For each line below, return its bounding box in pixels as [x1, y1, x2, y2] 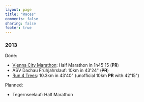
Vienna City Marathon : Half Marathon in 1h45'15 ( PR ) [12, 62, 119, 68]
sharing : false [5, 21, 36, 26]
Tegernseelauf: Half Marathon [12, 92, 73, 98]
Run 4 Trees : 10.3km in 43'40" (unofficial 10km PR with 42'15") [12, 73, 140, 78]
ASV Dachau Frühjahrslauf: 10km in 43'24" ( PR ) [12, 67, 109, 74]
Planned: [5, 82, 23, 88]
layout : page [5, 7, 32, 12]
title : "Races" [5, 12, 36, 17]
